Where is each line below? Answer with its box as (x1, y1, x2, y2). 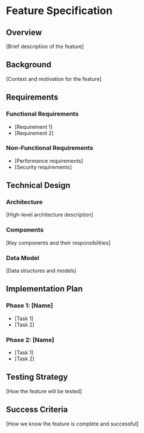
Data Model (6, 253, 40, 262)
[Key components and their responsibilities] (6, 239, 111, 246)
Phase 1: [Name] (6, 301, 54, 310)
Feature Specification (6, 4, 113, 18)
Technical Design (6, 180, 71, 191)
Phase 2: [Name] (6, 335, 54, 343)
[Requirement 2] (14, 129, 54, 136)
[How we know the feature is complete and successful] (6, 420, 139, 427)
